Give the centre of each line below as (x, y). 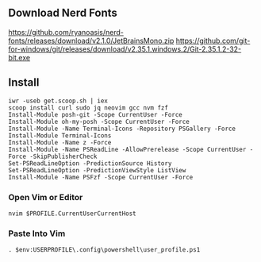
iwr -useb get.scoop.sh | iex (58, 101)
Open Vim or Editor (46, 197)
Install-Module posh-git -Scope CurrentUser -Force (95, 114)
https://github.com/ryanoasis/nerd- (66, 32)
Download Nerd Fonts (63, 13)
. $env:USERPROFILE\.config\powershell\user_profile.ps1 (104, 250)
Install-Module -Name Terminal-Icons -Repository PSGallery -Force (122, 129)
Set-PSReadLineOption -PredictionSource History (90, 163)
